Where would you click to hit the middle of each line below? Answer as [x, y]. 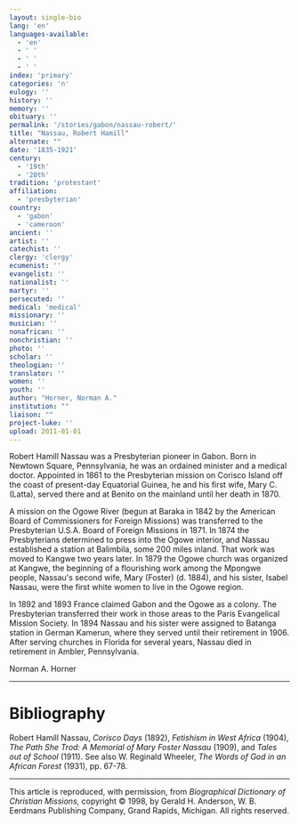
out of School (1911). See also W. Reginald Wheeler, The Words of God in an [148, 756]
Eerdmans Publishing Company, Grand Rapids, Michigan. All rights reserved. [149, 811]
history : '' [31, 100]
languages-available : [49, 34]
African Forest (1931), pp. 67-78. [69, 766]
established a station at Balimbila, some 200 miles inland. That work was [142, 549]
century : [25, 158]
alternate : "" [36, 142]
